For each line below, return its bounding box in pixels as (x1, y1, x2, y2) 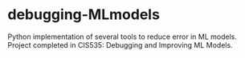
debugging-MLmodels (7, 6, 160, 24)
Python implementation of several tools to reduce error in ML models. (7, 32, 238, 41)
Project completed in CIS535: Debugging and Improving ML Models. (7, 40, 234, 49)
